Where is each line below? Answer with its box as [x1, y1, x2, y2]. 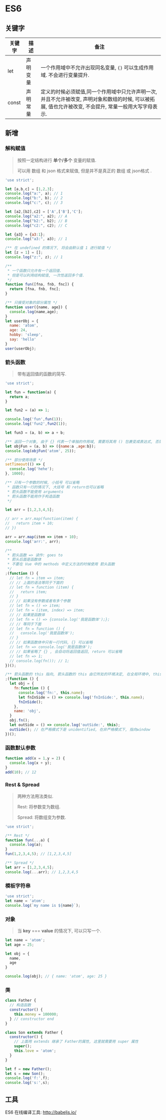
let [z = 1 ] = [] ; [5, 250, 43, 255]
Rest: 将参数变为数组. [17, 803, 61, 809]
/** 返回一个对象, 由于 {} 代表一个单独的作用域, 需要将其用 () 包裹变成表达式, [5, 439, 153, 444]
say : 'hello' [9, 337, 37, 342]
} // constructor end [9, 1016, 54, 1022]
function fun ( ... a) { [5, 838, 50, 842]
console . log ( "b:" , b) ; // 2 [5, 196, 63, 201]
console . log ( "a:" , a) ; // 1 [5, 191, 63, 196]
